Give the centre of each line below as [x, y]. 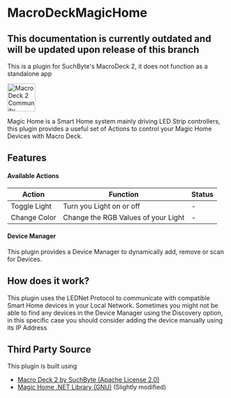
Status [203, 194]
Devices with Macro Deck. [45, 136]
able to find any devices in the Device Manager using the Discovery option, [115, 313]
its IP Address [27, 327]
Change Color [33, 217]
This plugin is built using [42, 366]
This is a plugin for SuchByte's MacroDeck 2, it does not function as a [107, 66]
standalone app [30, 74]
